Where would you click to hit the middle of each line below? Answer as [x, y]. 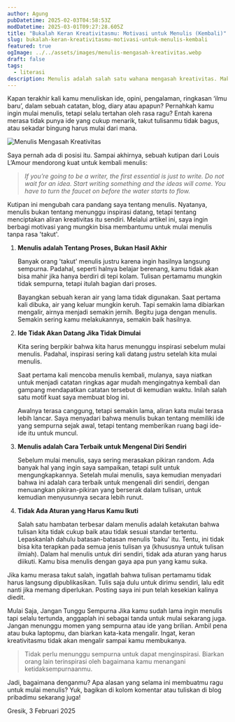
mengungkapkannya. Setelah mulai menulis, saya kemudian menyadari [119, 475]
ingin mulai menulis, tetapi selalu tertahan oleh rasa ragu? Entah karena [110, 113]
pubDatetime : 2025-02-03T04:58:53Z [59, 20]
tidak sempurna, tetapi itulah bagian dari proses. [87, 284]
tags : [15, 66]
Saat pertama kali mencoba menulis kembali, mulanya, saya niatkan [114, 375]
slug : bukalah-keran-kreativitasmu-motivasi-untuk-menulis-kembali [108, 40]
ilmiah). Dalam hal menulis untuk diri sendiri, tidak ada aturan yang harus [122, 554]
